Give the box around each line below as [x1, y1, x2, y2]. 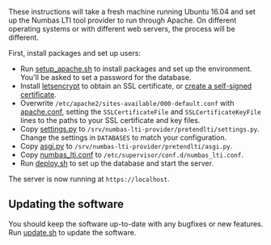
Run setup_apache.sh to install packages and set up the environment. [19, 64, 252, 74]
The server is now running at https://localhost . [8, 174, 170, 184]
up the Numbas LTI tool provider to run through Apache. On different [8, 15, 237, 25]
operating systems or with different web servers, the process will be [8, 24, 236, 33]
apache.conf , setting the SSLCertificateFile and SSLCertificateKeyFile [19, 107, 261, 116]
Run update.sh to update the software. [8, 227, 137, 237]
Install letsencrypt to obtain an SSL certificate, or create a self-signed [19, 81, 252, 91]
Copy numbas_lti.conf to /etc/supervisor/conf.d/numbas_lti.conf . [19, 150, 244, 159]
